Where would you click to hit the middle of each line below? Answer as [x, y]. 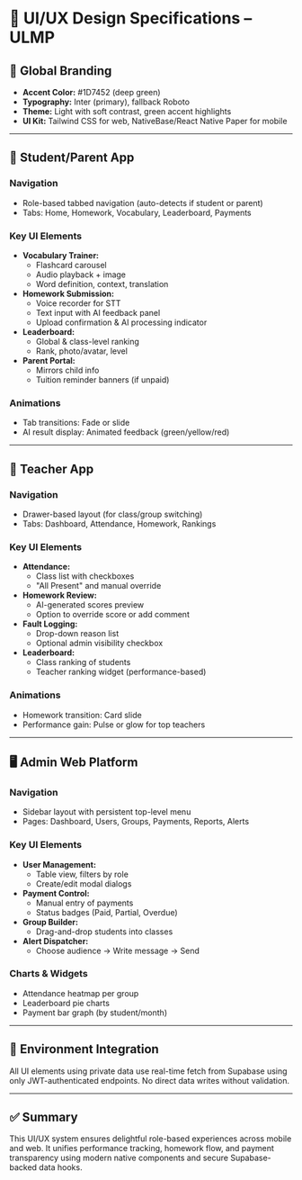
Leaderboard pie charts [66, 1003]
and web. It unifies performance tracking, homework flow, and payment [142, 1148]
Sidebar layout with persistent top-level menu [107, 812]
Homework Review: [59, 595]
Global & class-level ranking [87, 341]
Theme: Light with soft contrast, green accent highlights [127, 111]
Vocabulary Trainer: [61, 255]
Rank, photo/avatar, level [82, 351]
